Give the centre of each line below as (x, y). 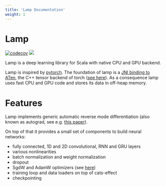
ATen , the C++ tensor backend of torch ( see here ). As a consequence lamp (82, 78)
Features (24, 103)
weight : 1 (15, 14)
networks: (15, 137)
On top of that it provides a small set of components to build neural (73, 131)
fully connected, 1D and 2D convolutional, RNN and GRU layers (77, 146)
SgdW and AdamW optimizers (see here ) (54, 168)
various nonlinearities (34, 152)
